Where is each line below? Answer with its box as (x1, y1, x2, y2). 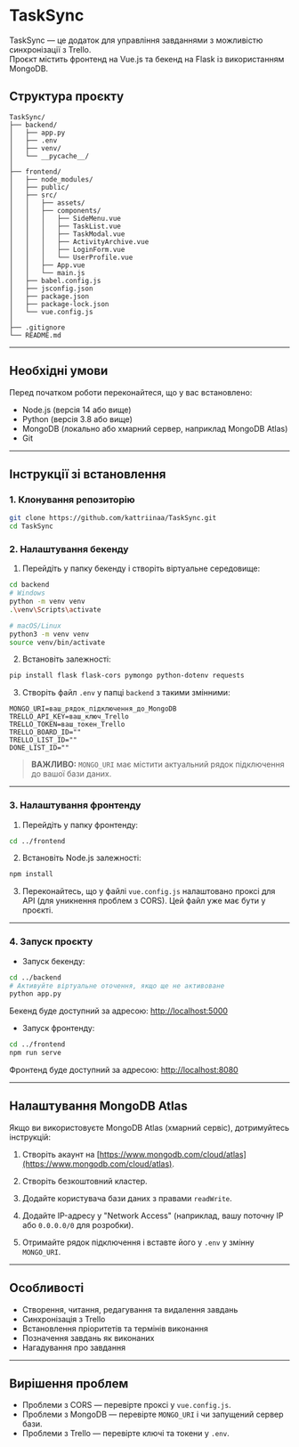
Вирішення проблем (9, 1377, 129, 1392)
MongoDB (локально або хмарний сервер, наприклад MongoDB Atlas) (21, 423, 288, 434)
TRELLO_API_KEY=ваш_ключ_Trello (9, 712, 129, 721)
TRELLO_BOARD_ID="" (9, 728, 82, 737)
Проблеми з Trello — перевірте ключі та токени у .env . (21, 1428, 230, 1439)
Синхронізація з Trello (21, 1313, 106, 1324)
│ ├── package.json (9, 291, 90, 301)
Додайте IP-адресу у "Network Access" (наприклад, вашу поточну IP (21, 1210, 284, 1221)
